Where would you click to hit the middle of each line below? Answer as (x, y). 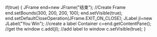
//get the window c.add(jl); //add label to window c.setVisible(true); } (76, 29)
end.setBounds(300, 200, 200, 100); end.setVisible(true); (64, 13)
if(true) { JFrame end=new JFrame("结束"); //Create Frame (66, 7)
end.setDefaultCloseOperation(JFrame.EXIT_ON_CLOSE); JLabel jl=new (79, 18)
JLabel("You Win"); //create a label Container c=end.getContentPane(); (78, 23)
